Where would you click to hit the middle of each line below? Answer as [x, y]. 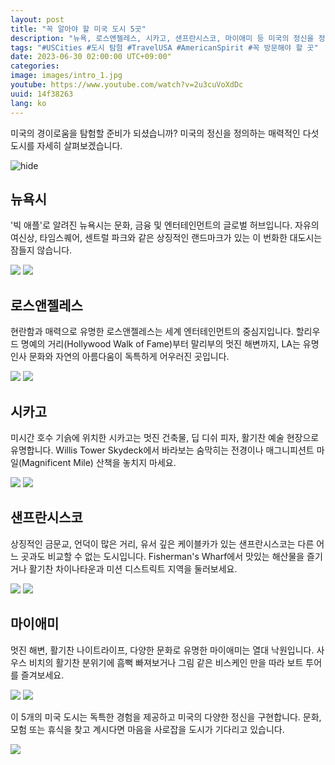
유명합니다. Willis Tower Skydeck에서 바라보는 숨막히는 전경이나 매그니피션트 [162, 450]
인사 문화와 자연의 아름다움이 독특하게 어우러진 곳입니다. [120, 357]
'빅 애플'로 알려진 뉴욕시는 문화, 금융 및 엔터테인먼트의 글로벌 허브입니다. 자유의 [165, 225]
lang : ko [28, 103]
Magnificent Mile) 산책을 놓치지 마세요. [99, 462]
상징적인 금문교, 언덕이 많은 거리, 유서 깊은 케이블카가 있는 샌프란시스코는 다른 [162, 543]
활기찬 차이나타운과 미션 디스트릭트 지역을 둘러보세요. [133, 568]
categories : [35, 66]
